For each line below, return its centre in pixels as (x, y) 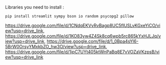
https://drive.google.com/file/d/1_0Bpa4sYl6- (93, 41)
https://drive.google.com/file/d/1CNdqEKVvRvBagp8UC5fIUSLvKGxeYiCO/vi (83, 25)
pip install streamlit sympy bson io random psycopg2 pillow (70, 16)
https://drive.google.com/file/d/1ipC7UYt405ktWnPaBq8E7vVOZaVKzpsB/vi (83, 52)
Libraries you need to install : (35, 7)
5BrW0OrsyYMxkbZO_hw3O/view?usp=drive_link (56, 46)
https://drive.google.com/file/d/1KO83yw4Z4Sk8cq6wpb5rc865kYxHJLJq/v (83, 36)
